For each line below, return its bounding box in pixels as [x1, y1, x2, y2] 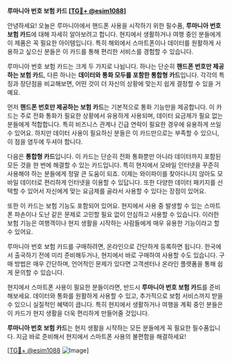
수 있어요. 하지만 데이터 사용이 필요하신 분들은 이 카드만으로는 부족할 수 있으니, [7, 129, 220, 137]
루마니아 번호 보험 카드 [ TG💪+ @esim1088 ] [7, 7, 127, 15]
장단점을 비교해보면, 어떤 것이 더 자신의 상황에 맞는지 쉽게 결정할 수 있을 [19, 80, 214, 87]
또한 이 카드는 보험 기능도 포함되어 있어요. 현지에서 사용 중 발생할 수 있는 [7, 202, 203, 210]
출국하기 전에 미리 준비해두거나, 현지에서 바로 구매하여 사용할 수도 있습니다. [14, 251, 218, 259]
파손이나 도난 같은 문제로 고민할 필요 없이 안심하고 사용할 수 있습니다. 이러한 [14, 211, 220, 218]
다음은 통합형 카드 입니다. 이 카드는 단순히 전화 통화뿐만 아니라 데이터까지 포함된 [7, 152, 222, 160]
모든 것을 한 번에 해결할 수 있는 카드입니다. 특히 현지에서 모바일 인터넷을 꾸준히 [7, 161, 220, 169]
